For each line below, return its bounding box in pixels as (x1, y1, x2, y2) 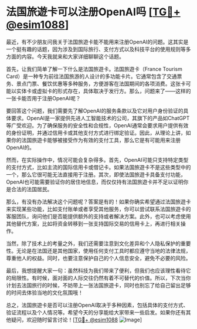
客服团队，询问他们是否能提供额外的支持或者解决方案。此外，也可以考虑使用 (6, 212, 191, 220)
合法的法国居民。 (11, 185, 53, 192)
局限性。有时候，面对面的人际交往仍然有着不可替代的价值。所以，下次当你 (11, 274, 191, 281)
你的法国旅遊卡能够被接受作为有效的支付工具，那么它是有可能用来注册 (11, 136, 181, 144)
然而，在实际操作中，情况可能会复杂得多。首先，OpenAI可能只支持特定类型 (6, 156, 189, 163)
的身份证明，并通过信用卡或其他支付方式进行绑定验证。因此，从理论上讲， (6, 129, 186, 136)
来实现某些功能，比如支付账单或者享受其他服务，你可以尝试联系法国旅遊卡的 (6, 205, 191, 212)
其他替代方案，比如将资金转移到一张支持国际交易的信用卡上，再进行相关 (6, 220, 181, 227)
